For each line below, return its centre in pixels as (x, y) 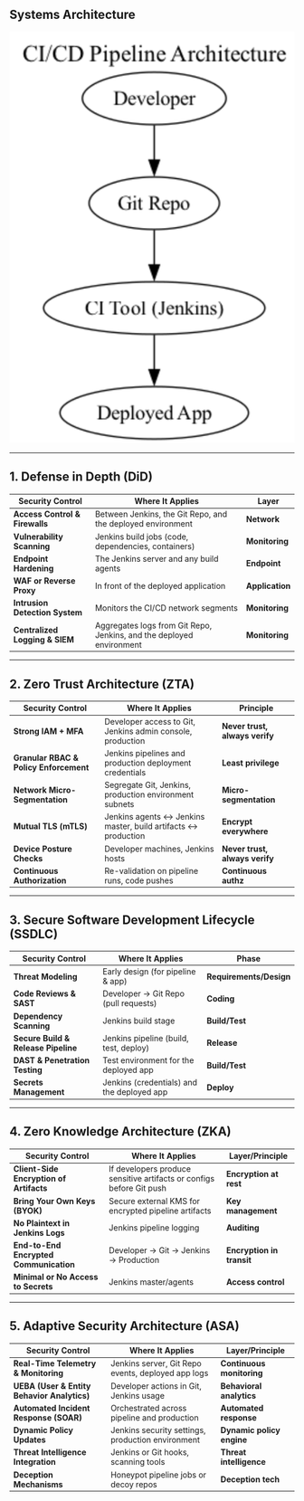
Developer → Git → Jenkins (159, 1250)
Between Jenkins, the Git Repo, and (161, 514)
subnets (119, 804)
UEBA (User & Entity (52, 1386)
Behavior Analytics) (52, 1395)
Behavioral (241, 1386)
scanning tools (138, 1462)
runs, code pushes (138, 880)
